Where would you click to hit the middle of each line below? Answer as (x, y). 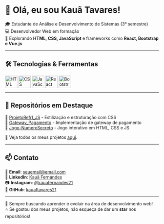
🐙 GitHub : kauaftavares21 (31, 190)
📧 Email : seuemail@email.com (35, 172)
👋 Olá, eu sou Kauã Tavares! (63, 10)
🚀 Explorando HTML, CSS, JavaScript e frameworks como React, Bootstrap (82, 38)
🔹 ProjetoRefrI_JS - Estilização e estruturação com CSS (61, 117)
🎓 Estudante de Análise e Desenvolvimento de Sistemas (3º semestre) (77, 24)
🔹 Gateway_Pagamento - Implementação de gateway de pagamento (73, 123)
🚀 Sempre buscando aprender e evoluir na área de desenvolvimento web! (79, 204)
